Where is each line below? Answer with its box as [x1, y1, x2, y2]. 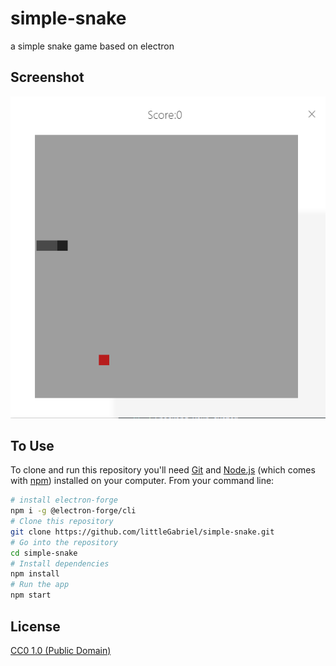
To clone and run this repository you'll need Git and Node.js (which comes [10, 464, 316, 476]
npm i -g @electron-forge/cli [10, 506, 137, 516]
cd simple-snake [10, 548, 78, 558]
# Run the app [10, 580, 70, 590]
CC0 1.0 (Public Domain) [10, 644, 112, 656]
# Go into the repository [10, 537, 118, 547]
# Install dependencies [10, 558, 110, 569]
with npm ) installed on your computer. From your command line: [10, 475, 275, 487]
